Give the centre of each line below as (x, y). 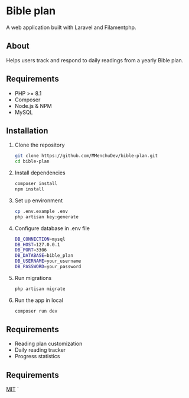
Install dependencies (40, 173)
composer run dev (36, 311)
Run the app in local (39, 300)
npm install (29, 189)
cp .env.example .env (41, 211)
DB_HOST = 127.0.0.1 (37, 244)
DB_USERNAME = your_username (48, 261)
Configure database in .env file (52, 228)
